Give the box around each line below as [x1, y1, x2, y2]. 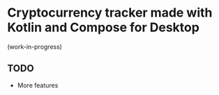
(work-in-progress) [7, 42, 63, 51]
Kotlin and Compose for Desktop [7, 19, 200, 35]
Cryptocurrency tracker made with [7, 5, 213, 21]
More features [17, 81, 59, 89]
